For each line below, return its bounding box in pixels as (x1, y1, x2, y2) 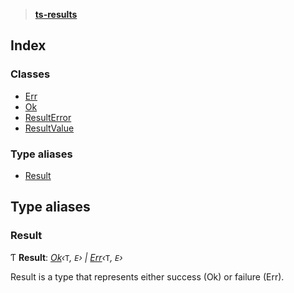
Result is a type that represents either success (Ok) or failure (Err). (10, 270, 285, 283)
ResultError (24, 111, 72, 123)
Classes (10, 67, 51, 81)
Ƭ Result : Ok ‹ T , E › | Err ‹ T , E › (10, 251, 123, 263)
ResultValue (24, 122, 75, 134)
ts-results (34, 9, 78, 20)
